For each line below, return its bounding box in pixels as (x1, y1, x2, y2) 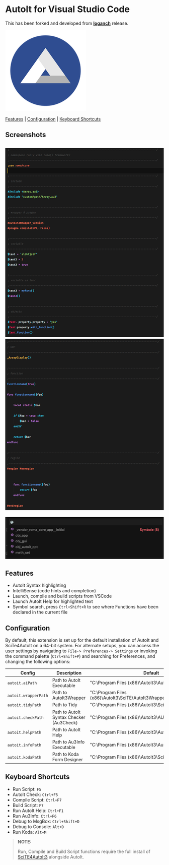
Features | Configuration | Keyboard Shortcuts (5, 116, 101, 122)
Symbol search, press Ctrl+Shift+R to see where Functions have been (12, 604, 158, 610)
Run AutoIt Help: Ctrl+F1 (12, 808, 64, 814)
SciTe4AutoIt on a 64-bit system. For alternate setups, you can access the (5, 643, 159, 649)
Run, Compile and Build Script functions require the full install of (17, 848, 151, 854)
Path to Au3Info (52, 739, 85, 745)
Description (56, 669, 82, 676)
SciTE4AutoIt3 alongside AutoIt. (17, 853, 84, 860)
